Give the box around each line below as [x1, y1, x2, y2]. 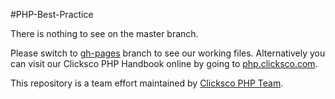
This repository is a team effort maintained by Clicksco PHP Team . [10, 77, 284, 89]
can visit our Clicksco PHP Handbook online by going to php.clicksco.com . [10, 58, 318, 69]
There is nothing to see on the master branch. [10, 28, 199, 39]
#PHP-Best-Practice [10, 9, 94, 20]
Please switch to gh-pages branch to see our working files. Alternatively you [10, 47, 326, 59]
